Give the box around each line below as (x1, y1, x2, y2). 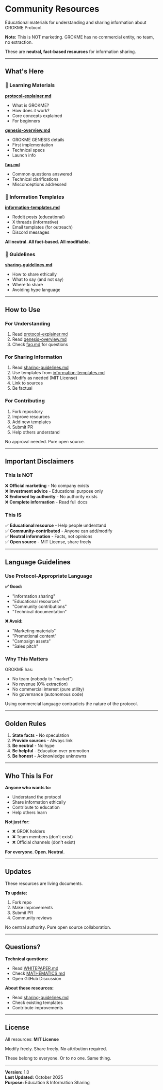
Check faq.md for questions (12, 341, 68, 347)
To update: (5, 890, 28, 896)
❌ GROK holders (12, 829, 45, 834)
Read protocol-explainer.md (12, 331, 68, 337)
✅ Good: (5, 584, 23, 589)
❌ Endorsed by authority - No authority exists (5, 494, 98, 500)
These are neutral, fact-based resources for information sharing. (5, 49, 136, 54)
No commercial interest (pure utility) (12, 686, 84, 692)
